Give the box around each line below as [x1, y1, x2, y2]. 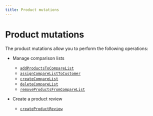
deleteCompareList [19, 81, 58, 86]
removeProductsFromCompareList [19, 87, 85, 92]
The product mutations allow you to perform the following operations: [5, 45, 148, 51]
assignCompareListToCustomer [19, 71, 81, 76]
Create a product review [12, 95, 62, 101]
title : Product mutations [5, 7, 59, 12]
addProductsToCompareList [19, 65, 74, 70]
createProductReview [19, 106, 63, 111]
